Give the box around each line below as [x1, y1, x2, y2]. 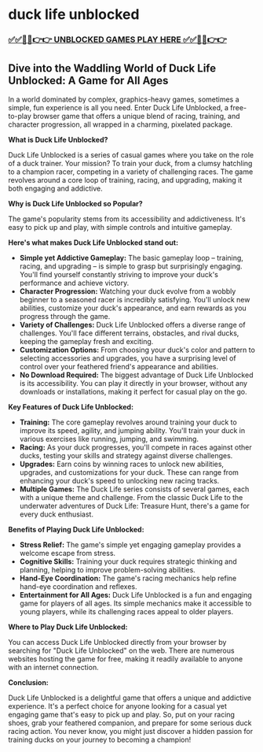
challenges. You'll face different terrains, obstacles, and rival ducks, [19, 328, 239, 338]
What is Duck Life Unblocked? [8, 135, 108, 144]
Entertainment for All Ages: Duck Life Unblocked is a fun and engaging [19, 590, 253, 599]
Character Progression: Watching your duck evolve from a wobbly [19, 286, 236, 296]
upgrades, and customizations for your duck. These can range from [19, 467, 239, 477]
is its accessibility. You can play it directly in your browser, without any [19, 378, 248, 387]
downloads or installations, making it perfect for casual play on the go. [19, 387, 247, 396]
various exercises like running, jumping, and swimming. [19, 434, 199, 443]
